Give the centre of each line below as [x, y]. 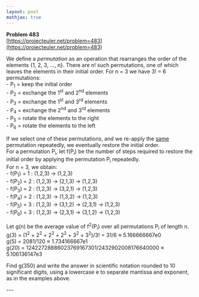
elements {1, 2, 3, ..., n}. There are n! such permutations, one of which [92, 65]
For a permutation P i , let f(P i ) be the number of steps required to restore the [99, 152]
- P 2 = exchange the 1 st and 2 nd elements [57, 93]
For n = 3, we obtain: [32, 167]
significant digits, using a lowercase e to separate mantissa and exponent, [98, 272]
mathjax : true [24, 17]
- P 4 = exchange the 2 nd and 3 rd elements [58, 111]
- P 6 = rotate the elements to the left [51, 126]
